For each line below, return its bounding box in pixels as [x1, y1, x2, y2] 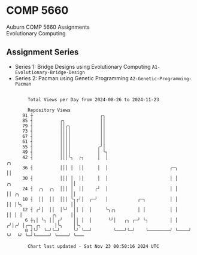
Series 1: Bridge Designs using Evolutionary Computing [14, 63, 151, 70]
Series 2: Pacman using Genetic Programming [14, 74, 129, 81]
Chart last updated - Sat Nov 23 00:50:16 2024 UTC [28, 243, 160, 249]
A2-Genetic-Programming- [129, 75, 192, 81]
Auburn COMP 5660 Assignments [6, 23, 90, 31]
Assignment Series [6, 47, 79, 57]
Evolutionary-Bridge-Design [14, 69, 85, 75]
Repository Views [28, 107, 71, 113]
